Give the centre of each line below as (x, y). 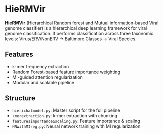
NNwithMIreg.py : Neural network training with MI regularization (76, 126)
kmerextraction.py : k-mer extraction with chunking (65, 115)
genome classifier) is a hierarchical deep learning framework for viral (76, 28)
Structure (20, 98)
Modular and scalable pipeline (43, 82)
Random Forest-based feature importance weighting (66, 72)
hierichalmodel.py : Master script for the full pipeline (66, 110)
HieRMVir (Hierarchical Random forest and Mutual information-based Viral (82, 23)
